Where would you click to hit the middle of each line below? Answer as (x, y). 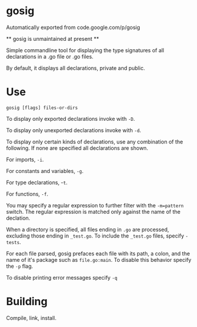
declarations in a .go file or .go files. (50, 56)
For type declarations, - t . (37, 182)
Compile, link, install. (31, 318)
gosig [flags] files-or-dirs (42, 108)
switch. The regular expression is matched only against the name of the (93, 211)
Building (27, 302)
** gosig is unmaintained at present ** (53, 39)
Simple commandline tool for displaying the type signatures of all (85, 50)
